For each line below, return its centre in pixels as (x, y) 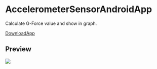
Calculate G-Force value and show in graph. (51, 23)
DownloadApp (20, 33)
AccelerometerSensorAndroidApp (79, 9)
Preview (18, 49)
